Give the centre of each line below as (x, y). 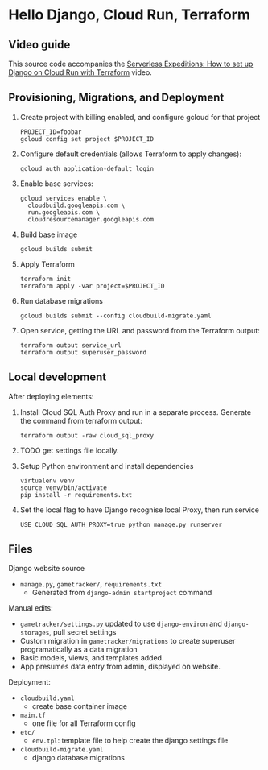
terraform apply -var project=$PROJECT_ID (92, 286)
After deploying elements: (51, 396)
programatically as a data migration (79, 649)
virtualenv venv (47, 481)
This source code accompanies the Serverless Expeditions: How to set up (131, 64)
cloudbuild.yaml (47, 698)
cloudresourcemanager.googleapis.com (91, 219)
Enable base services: (57, 184)
